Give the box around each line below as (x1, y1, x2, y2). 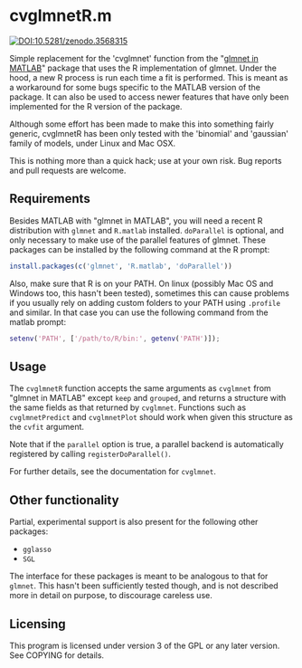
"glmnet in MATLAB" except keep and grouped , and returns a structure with (9, 393, 287, 404)
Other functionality (9, 492, 119, 508)
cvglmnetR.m (9, 5, 112, 26)
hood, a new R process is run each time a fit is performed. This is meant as (9, 72, 288, 82)
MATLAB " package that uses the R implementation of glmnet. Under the (9, 62, 278, 73)
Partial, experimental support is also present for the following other (9, 517, 259, 528)
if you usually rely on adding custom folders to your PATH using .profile (9, 297, 281, 308)
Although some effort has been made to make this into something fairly (9, 119, 274, 129)
